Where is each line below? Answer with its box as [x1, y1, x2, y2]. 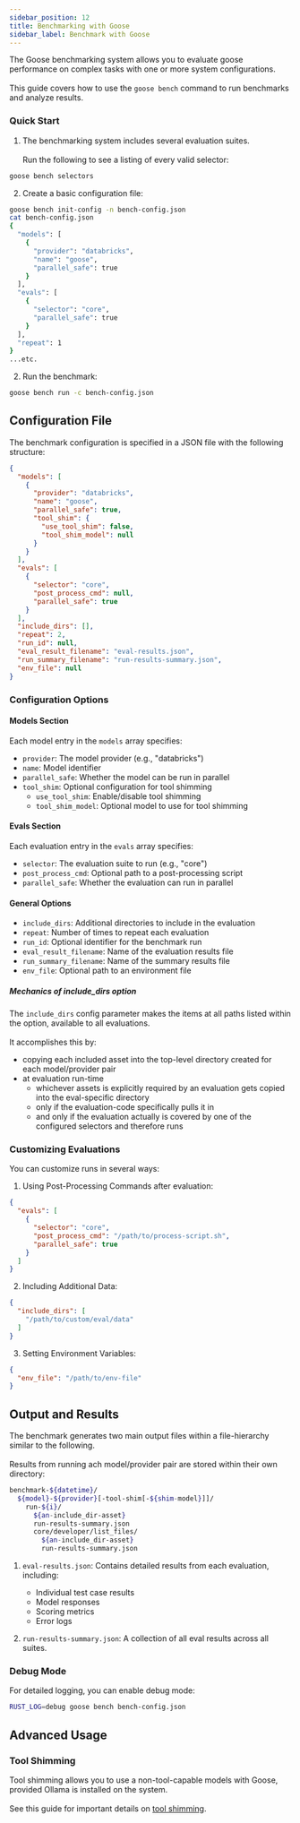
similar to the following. [9, 1440, 96, 1451]
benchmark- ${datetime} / [9, 1486, 99, 1495]
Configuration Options [9, 693, 109, 706]
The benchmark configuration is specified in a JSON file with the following [9, 436, 284, 448]
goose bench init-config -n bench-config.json [9, 205, 186, 214]
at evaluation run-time [21, 1073, 105, 1084]
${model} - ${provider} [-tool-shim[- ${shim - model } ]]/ [17, 1493, 215, 1503]
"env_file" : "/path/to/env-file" [17, 1373, 142, 1382]
